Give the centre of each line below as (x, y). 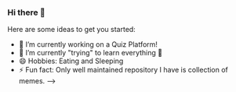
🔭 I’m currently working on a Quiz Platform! (88, 44)
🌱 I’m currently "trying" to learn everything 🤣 (90, 53)
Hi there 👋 (27, 12)
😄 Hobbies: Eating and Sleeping (71, 61)
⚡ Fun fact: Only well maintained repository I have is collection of (123, 70)
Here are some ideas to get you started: (72, 30)
